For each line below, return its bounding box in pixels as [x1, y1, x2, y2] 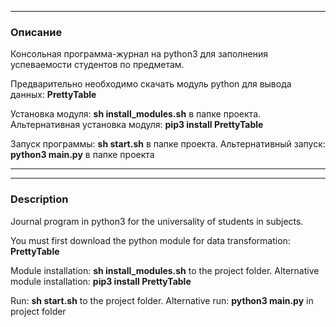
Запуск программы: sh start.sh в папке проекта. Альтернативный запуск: [10, 138, 326, 150]
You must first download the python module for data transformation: [10, 234, 291, 246]
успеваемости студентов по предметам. [10, 59, 185, 71]
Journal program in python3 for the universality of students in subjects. [10, 215, 304, 227]
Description [10, 192, 69, 206]
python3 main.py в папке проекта [10, 149, 155, 161]
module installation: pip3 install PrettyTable [10, 275, 192, 287]
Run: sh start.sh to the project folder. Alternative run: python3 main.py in [10, 294, 314, 306]
